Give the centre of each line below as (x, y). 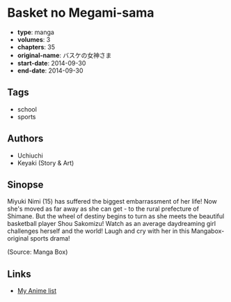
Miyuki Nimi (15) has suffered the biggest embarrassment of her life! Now (112, 202)
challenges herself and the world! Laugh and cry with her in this (98, 231)
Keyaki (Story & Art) (46, 163)
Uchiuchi (30, 156)
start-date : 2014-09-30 (51, 63)
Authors (25, 138)
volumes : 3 (34, 39)
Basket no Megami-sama (81, 13)
